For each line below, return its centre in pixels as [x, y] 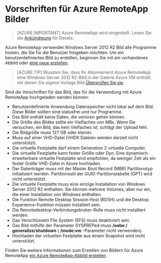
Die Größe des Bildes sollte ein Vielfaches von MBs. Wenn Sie [74, 122]
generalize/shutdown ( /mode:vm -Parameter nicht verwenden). [77, 230]
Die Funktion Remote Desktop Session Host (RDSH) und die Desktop [80, 199]
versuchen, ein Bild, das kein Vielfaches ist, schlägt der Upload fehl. [80, 127]
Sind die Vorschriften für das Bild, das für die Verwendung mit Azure [73, 92]
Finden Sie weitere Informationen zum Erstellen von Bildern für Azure [74, 250]
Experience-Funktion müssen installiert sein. [56, 205]
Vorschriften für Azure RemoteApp [77, 9]
